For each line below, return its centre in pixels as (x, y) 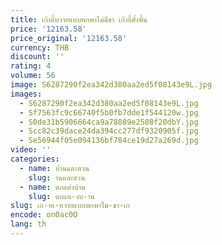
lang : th (28, 224)
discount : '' (37, 57)
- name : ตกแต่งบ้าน (53, 187)
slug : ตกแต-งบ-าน (61, 196)
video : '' (31, 150)
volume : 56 (33, 76)
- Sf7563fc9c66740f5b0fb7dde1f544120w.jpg (109, 112)
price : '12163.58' (48, 29)
